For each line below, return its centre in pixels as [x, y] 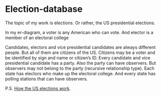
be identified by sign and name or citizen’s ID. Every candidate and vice [78, 57]
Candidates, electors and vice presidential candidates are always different [80, 47]
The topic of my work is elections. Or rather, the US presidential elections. [80, 23]
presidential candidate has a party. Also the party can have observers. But [81, 63]
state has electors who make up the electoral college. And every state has [80, 73]
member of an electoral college [37, 38]
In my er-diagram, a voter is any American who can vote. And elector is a [79, 32]
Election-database [44, 9]
